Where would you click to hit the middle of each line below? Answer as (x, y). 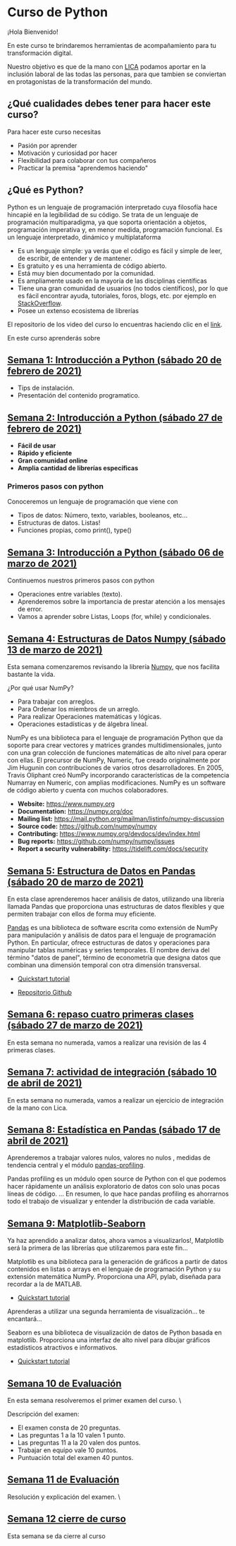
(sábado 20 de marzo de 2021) (76, 882)
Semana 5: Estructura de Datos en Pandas (101, 871)
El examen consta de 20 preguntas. (69, 1428)
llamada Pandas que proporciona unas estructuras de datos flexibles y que (116, 906)
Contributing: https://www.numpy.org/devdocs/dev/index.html (109, 834)
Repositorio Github (45, 992)
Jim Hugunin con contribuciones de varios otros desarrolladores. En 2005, (116, 768)
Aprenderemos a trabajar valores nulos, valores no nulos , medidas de (109, 1158)
